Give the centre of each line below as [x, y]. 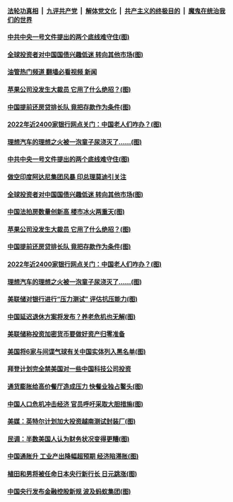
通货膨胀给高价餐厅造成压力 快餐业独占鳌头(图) [75, 387]
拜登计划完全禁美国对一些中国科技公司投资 [69, 369]
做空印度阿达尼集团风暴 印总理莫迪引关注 [67, 177]
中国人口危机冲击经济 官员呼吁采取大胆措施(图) [75, 404]
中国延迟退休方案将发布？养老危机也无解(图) [72, 316]
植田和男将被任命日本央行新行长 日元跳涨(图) [72, 474]
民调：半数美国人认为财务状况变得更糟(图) [68, 438]
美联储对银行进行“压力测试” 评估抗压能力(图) [72, 299]
